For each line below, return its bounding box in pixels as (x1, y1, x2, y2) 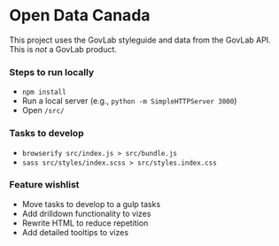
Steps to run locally (9, 65, 95, 78)
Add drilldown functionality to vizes (21, 208, 151, 219)
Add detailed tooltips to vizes (21, 227, 129, 237)
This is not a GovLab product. (9, 43, 118, 54)
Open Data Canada (9, 5, 151, 26)
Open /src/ (21, 105, 65, 116)
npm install (21, 88, 66, 97)
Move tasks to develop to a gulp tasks (21, 198, 161, 209)
